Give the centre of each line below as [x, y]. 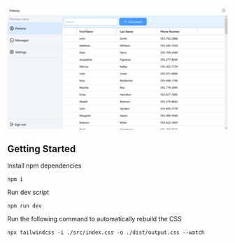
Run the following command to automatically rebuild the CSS [94, 219]
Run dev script [28, 192]
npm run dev [24, 206]
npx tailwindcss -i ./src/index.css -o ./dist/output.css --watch [106, 233]
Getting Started [42, 149]
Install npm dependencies [44, 165]
